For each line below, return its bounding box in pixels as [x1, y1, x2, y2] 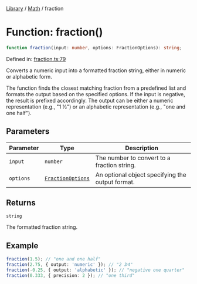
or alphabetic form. [6, 73, 53, 80]
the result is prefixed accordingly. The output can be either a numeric [6, 97, 174, 104]
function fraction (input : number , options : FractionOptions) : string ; [6, 45, 182, 50]
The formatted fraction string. [6, 224, 78, 231]
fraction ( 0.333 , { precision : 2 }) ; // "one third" [6, 272, 135, 278]
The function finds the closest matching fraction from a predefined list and [6, 84, 186, 92]
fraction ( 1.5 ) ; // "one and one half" [6, 256, 101, 262]
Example [6, 241, 39, 251]
